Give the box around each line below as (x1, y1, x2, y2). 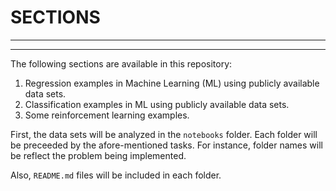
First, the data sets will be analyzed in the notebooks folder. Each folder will (10, 128, 318, 140)
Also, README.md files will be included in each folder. (10, 169, 222, 181)
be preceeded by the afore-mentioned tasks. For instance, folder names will (10, 139, 323, 151)
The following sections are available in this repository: (10, 57, 233, 70)
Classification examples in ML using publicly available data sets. (24, 98, 290, 110)
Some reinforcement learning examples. (24, 109, 190, 121)
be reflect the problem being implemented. (10, 149, 187, 161)
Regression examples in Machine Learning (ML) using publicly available (24, 77, 320, 89)
